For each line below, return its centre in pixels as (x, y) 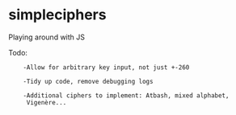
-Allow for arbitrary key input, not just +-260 (106, 67)
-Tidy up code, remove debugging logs (88, 81)
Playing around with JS (47, 37)
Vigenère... (46, 102)
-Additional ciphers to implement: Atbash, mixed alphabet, (126, 95)
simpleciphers (57, 15)
